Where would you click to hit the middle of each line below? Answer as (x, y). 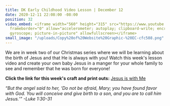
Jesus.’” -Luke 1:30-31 (29, 98)
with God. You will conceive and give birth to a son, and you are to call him (83, 93)
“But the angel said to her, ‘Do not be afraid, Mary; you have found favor (81, 88)
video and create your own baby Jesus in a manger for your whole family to (84, 63)
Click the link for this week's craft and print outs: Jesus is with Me (75, 78)
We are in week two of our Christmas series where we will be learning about (84, 52)
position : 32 (19, 19)
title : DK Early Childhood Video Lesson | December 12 (64, 10)
